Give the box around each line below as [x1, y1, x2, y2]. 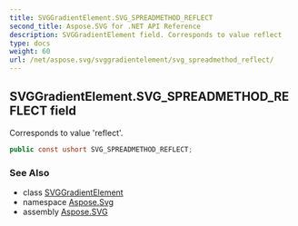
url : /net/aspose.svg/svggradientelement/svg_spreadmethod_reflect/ [9, 55, 274, 64]
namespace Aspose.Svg [22, 196, 114, 207]
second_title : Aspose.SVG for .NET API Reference [9, 22, 202, 31]
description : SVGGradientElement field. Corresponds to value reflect [9, 30, 283, 39]
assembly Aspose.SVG [22, 206, 108, 217]
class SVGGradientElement [22, 187, 124, 198]
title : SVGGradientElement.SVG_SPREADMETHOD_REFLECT [9, 13, 214, 23]
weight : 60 [9, 47, 51, 56]
